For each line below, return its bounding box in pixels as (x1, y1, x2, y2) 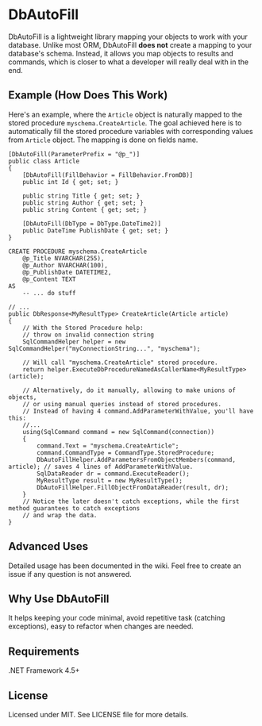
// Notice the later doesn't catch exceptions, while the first (22, 497, 240, 505)
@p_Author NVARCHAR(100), (22, 261, 109, 269)
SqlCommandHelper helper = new (22, 337, 126, 346)
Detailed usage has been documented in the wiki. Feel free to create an (8, 561, 242, 570)
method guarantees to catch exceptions (8, 504, 141, 513)
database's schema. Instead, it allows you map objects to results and (8, 48, 234, 58)
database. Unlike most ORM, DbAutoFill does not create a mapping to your (8, 40, 252, 49)
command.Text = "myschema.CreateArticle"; (37, 442, 179, 450)
